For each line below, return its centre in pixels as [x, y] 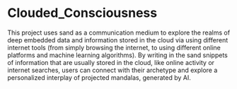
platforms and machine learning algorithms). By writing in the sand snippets [117, 55]
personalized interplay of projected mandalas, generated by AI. [99, 77]
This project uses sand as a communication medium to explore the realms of [119, 32]
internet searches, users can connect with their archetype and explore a [112, 70]
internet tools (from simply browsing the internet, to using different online [114, 47]
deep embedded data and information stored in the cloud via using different [118, 40]
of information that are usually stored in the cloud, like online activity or [111, 62]
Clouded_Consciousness [82, 13]
